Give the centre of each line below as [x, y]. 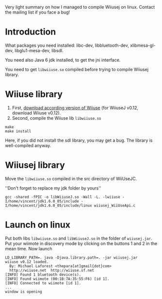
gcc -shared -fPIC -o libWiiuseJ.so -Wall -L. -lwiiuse [63, 197]
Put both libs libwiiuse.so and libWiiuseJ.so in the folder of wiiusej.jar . [79, 238]
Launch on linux [38, 225]
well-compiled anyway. [28, 145]
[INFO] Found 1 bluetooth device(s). [43, 275]
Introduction [31, 32]
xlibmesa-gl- [143, 45]
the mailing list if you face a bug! [38, 12]
